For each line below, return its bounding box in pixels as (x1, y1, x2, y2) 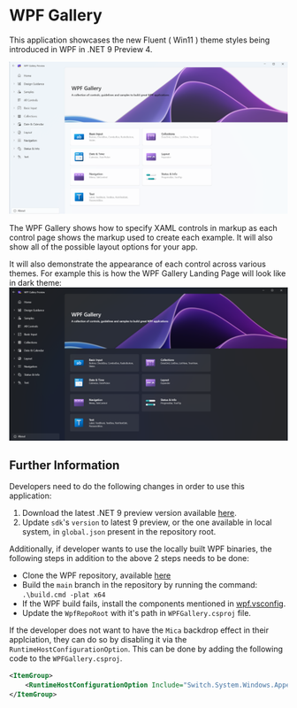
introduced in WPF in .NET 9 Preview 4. (9, 43, 153, 54)
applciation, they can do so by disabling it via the (9, 635, 187, 645)
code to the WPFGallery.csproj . (9, 653, 123, 664)
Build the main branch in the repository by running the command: (21, 580, 258, 590)
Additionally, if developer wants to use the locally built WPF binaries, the (9, 543, 272, 554)
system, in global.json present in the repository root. (21, 527, 217, 537)
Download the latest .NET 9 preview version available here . (21, 508, 237, 519)
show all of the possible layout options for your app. (9, 242, 199, 252)
